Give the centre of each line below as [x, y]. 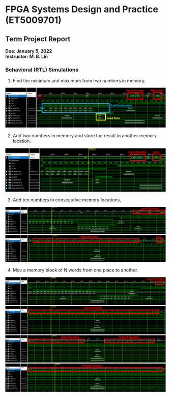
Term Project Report [38, 39]
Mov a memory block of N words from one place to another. [75, 270]
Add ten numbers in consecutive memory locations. [67, 200]
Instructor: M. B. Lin [27, 56]
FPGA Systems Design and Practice [82, 9]
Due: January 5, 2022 [29, 51]
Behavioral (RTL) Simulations [42, 70]
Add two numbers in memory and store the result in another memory [84, 136]
